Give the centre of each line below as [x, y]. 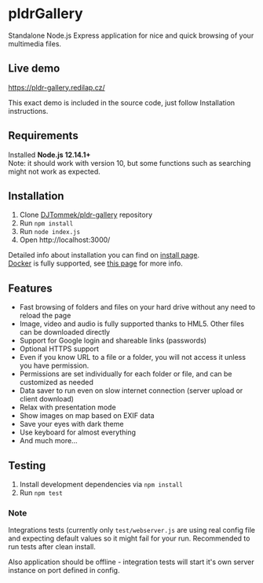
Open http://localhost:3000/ [65, 240]
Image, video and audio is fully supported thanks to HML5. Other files [132, 324]
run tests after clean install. [52, 547]
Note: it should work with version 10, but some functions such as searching [130, 163]
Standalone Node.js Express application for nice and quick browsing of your [131, 35]
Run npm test [41, 493]
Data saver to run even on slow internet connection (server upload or [131, 390]
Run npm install [46, 223]
